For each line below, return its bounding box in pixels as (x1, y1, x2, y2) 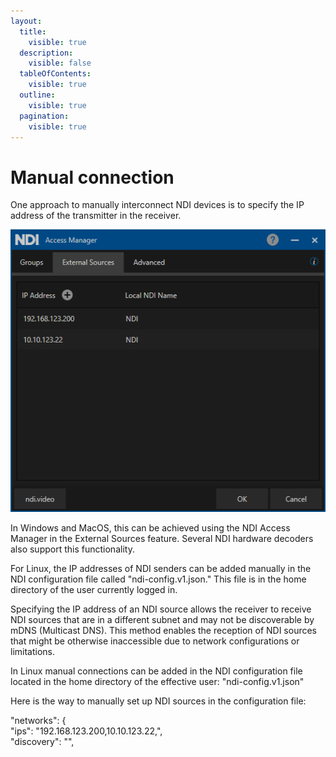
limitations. (10, 645, 56, 657)
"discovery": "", (10, 735, 75, 747)
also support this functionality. (10, 543, 135, 555)
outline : (19, 90, 56, 100)
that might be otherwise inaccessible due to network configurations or (10, 635, 300, 647)
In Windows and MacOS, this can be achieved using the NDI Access (10, 521, 291, 534)
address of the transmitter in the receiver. (10, 210, 182, 222)
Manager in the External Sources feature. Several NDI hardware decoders (10, 532, 314, 544)
